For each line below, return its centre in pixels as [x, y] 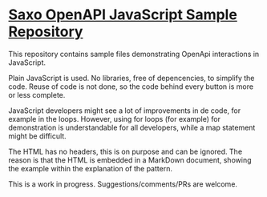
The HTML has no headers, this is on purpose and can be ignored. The [125, 151]
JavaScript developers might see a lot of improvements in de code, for [125, 111]
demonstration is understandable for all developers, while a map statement [132, 127]
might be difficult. [37, 136]
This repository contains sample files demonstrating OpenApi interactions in [134, 54]
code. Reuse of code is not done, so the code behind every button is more [131, 86]
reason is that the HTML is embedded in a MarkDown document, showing [130, 160]
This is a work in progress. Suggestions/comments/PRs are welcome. [123, 184]
